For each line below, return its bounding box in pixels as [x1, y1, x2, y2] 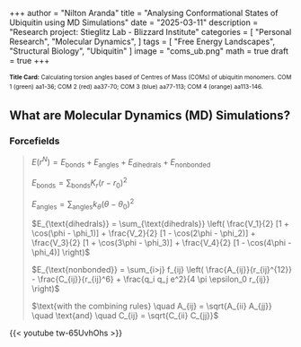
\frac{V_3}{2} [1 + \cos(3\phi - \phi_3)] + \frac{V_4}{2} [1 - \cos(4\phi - [31, 237, 292, 247]
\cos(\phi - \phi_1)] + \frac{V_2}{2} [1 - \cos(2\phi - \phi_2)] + [31, 228, 256, 239]
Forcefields [9, 134, 60, 147]
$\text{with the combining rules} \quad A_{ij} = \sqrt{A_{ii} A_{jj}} [31, 300, 272, 311]
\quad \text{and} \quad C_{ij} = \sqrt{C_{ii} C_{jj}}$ [31, 309, 219, 321]
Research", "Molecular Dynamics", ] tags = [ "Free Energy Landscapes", [9, 36, 276, 47]
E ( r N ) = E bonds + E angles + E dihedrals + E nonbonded [31, 155, 211, 169]
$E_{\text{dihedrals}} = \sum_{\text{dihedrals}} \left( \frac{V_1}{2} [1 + [31, 218, 290, 229]
